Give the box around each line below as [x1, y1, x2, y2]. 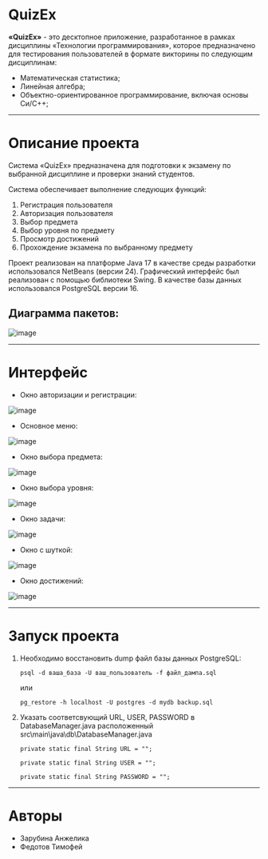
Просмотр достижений [19, 234, 100, 243]
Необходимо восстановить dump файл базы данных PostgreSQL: [19, 653, 242, 663]
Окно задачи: [19, 513, 66, 523]
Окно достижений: [19, 576, 84, 585]
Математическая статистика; [19, 73, 120, 82]
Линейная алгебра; [19, 82, 86, 91]
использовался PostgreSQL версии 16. [8, 283, 140, 293]
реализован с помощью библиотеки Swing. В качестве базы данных [8, 274, 242, 285]
